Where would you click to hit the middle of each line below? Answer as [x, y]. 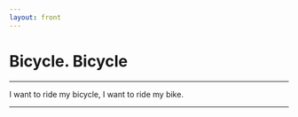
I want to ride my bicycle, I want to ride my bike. [97, 94]
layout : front [35, 17]
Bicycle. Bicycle [69, 61]
